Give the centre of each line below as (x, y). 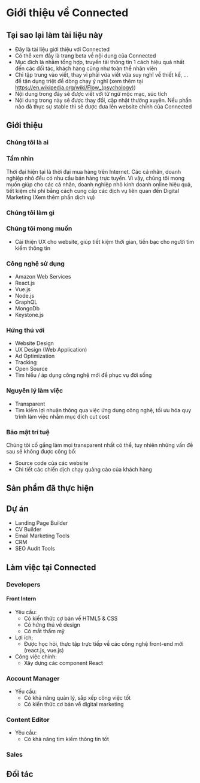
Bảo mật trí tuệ (28, 432)
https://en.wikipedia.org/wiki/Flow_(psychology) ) (75, 87)
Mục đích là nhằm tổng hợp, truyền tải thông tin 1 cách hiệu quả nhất (99, 62)
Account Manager (33, 678)
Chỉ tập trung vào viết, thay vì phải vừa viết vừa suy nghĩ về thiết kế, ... (101, 75)
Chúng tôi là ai (28, 143)
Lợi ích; (24, 637)
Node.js (25, 296)
